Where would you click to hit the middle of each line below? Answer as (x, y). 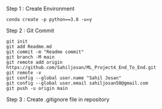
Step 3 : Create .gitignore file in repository (58, 99)
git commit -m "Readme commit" (45, 52)
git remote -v (24, 73)
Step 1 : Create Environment (40, 9)
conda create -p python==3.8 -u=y (49, 20)
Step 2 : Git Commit (30, 30)
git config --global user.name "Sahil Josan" (64, 78)
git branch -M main (30, 57)
